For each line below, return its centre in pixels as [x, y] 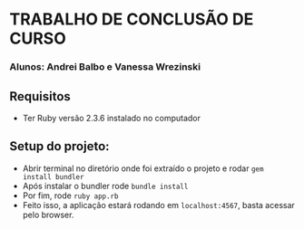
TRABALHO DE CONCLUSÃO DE [132, 19]
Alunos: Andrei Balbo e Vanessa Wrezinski [105, 67]
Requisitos [40, 96]
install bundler [53, 177]
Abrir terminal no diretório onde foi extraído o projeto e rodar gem [143, 168]
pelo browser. [48, 215]
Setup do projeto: [60, 146]
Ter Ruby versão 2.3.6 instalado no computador [112, 118]
